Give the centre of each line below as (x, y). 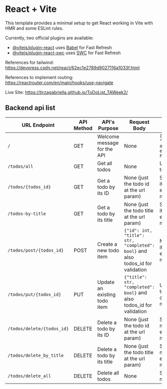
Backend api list (30, 108)
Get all (105, 163)
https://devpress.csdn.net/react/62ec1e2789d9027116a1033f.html (73, 68)
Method (83, 128)
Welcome (108, 136)
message (108, 143)
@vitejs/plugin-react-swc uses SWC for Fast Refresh (66, 53)
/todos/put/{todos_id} (34, 294)
